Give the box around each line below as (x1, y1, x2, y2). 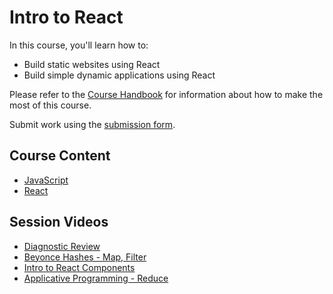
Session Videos (9, 214, 109, 231)
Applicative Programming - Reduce (23, 272, 169, 284)
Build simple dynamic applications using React (23, 69, 216, 81)
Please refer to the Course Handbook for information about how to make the (9, 88, 324, 100)
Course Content (9, 147, 111, 165)
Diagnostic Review (23, 240, 101, 252)
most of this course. (9, 99, 92, 111)
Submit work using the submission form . (9, 118, 176, 130)
